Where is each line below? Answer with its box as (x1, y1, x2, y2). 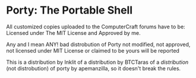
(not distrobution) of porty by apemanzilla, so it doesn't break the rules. (6, 64, 181, 71)
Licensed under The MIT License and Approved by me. (6, 29, 141, 36)
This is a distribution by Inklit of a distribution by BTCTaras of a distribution (6, 58, 189, 66)
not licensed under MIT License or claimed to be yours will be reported (6, 47, 180, 54)
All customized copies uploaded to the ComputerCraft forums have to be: (6, 23, 185, 30)
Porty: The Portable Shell (6, 4, 133, 17)
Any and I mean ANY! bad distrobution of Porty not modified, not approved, (6, 41, 191, 48)
